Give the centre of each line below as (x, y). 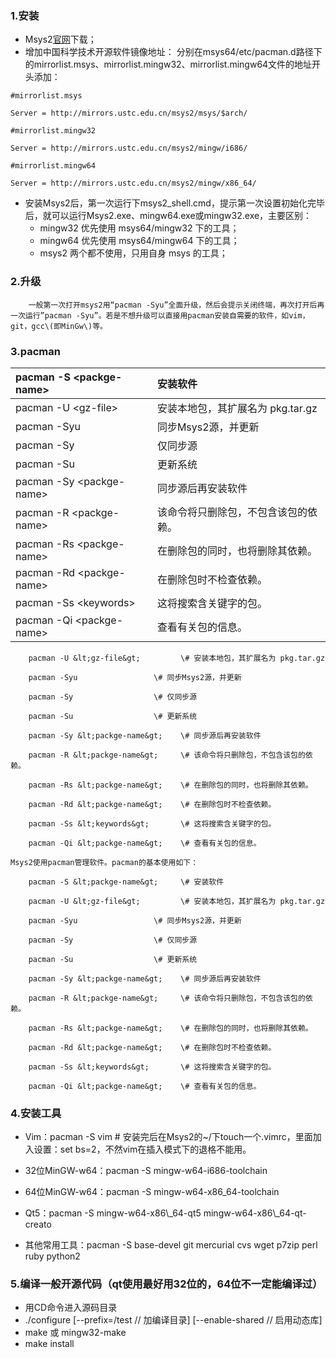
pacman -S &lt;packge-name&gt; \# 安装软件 (126, 882)
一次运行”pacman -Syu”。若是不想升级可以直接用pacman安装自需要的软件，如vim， (160, 315)
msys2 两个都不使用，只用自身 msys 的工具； (133, 253)
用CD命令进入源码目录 (71, 1308)
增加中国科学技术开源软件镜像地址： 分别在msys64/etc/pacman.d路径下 (173, 52)
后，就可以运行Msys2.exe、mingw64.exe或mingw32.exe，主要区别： (168, 216)
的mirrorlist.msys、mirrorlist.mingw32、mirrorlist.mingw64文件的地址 (168, 64)
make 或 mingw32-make (75, 1333)
